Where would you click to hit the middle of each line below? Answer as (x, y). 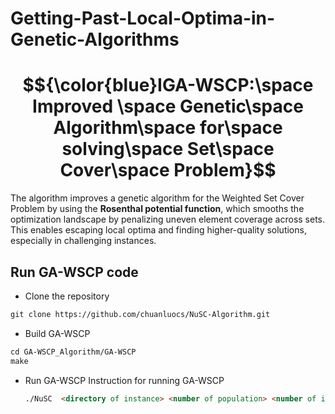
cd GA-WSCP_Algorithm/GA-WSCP (73, 352)
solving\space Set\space (168, 149)
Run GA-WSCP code (74, 272)
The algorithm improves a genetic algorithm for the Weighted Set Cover (157, 198)
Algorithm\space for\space (168, 128)
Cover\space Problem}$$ (168, 170)
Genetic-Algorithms (95, 39)
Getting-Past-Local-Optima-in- (143, 18)
